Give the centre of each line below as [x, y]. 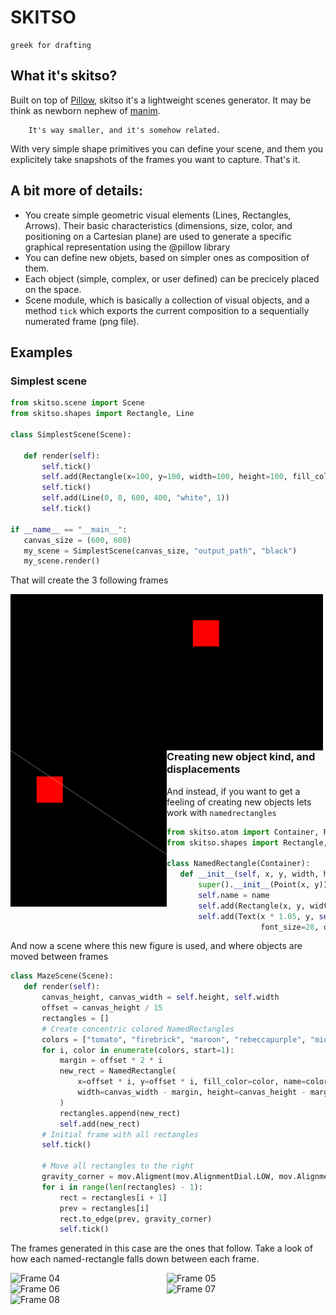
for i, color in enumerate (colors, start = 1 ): [138, 1050]
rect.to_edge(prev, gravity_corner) [136, 1219]
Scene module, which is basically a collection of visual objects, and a [167, 300]
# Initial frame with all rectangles [120, 1134]
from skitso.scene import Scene [77, 403]
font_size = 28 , [290, 927]
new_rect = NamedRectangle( [118, 1071]
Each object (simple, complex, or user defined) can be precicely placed [172, 278]
